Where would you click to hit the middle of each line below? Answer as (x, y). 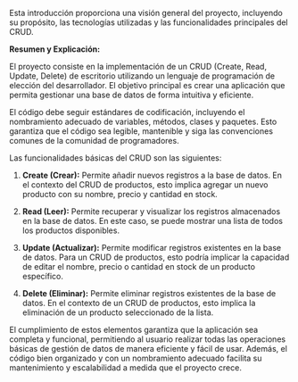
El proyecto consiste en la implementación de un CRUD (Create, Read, (138, 66)
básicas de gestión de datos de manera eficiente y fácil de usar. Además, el (149, 349)
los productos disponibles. (71, 230)
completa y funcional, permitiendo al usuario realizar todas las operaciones (148, 339)
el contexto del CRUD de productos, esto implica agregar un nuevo (145, 185)
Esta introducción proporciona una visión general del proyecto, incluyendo (146, 13)
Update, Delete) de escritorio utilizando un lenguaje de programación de (142, 76)
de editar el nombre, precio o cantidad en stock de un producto (139, 266)
